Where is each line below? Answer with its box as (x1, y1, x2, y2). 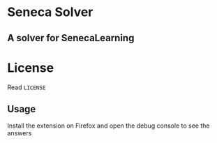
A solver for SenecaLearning (7, 32, 135, 44)
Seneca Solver (7, 4, 93, 20)
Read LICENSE (7, 83, 46, 91)
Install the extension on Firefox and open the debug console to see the (7, 121, 210, 130)
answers (7, 129, 32, 137)
